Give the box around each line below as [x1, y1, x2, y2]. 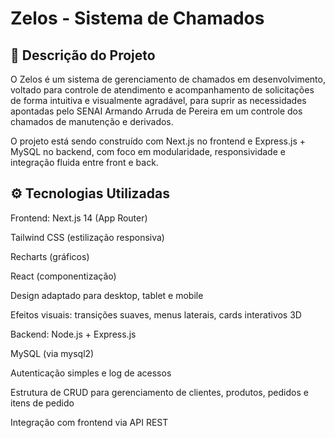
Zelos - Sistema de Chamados [10, 7, 265, 30]
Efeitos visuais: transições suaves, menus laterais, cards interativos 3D [10, 308, 302, 321]
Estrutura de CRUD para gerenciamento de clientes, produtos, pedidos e [10, 386, 309, 398]
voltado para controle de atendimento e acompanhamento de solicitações [10, 84, 315, 96]
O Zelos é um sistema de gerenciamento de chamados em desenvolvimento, [10, 73, 326, 85]
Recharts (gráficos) [10, 250, 90, 262]
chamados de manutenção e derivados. [10, 116, 174, 127]
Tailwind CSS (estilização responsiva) [10, 231, 165, 243]
